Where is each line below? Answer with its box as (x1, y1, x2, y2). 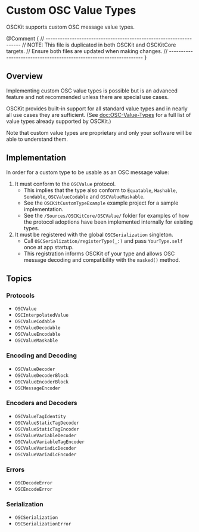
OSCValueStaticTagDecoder (14, 420, 79, 426)
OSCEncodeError (14, 487, 53, 493)
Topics (6, 273, 32, 283)
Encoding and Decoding (6, 351, 77, 360)
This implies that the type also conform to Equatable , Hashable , (23, 186, 178, 194)
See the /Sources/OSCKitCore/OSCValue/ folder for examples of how (23, 212, 189, 219)
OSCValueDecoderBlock (14, 372, 69, 379)
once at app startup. (23, 243, 74, 250)
